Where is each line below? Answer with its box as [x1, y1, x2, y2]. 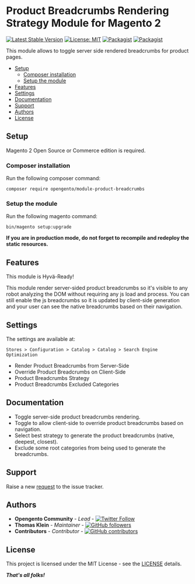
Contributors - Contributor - [14, 528, 83, 535]
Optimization [6, 352, 38, 358]
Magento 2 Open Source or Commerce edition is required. [6, 147, 146, 154]
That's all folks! [6, 572, 46, 579]
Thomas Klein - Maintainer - [14, 521, 84, 528]
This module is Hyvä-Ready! [6, 273, 74, 280]
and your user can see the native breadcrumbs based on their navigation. [6, 303, 183, 310]
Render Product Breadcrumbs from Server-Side [14, 362, 130, 369]
